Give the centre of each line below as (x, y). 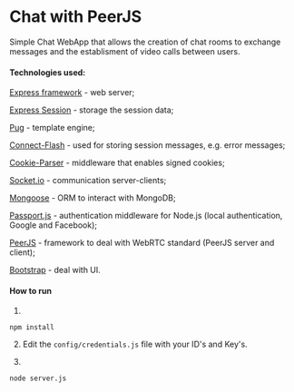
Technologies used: (48, 72)
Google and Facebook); (54, 225)
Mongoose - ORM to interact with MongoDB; (93, 198)
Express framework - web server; (72, 93)
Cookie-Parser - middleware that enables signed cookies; (117, 163)
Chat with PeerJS (76, 17)
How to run (31, 290)
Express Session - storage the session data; (92, 110)
